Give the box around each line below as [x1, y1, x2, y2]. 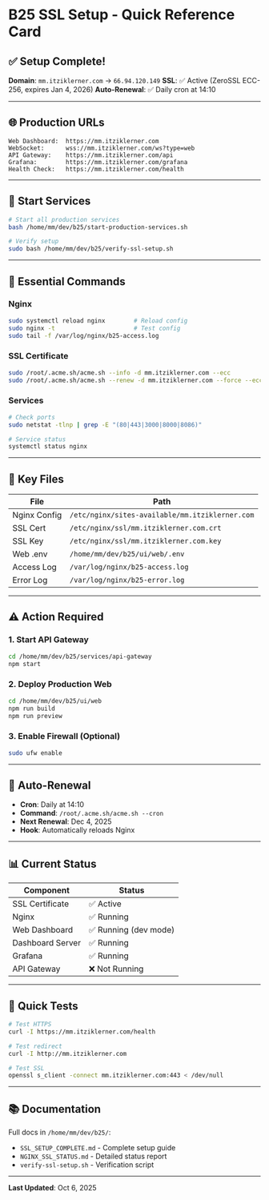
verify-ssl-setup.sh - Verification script [19, 1160, 155, 1170]
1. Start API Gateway [8, 634, 90, 645]
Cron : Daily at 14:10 [19, 800, 85, 809]
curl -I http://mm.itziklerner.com [8, 1049, 127, 1058]
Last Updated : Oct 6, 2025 [8, 1183, 98, 1193]
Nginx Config [12, 510, 62, 521]
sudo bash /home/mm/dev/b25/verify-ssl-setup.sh [8, 245, 174, 253]
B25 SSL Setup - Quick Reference [8, 6, 235, 24]
